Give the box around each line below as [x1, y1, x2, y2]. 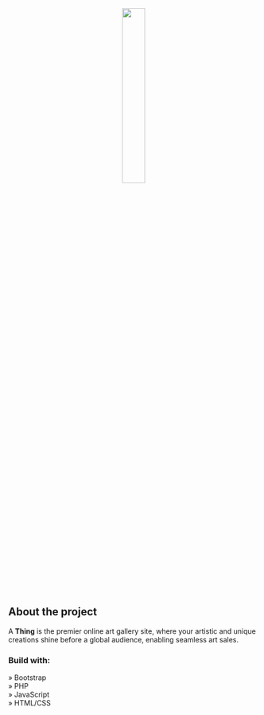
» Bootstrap [8, 673, 47, 682]
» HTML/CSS [8, 698, 52, 708]
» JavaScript [8, 689, 50, 700]
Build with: [8, 654, 51, 666]
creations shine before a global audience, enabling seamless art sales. [8, 634, 239, 644]
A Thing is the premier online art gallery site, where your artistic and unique [8, 626, 256, 636]
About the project [8, 605, 98, 619]
